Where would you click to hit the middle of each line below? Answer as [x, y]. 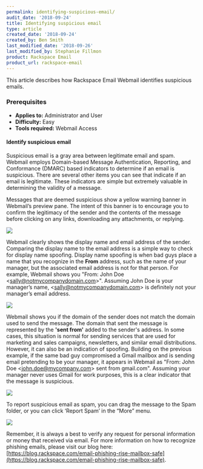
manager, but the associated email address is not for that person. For [92, 268]
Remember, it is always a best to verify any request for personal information [101, 434]
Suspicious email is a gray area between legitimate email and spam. [91, 156]
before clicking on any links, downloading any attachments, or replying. [95, 219]
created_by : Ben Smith [35, 40]
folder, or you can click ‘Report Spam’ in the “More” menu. [79, 411]
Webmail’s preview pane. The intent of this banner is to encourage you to [98, 206]
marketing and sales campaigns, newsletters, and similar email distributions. [101, 342]
